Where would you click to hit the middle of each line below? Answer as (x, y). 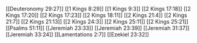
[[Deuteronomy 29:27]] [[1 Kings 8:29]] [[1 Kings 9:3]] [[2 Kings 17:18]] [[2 (99, 9)
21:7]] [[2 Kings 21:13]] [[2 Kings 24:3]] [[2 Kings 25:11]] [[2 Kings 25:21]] (97, 21)
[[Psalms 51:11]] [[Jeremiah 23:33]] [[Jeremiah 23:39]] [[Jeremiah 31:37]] (98, 28)
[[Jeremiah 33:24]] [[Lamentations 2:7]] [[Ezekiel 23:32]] (77, 35)
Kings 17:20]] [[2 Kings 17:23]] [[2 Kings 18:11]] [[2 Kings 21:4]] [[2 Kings (96, 15)
